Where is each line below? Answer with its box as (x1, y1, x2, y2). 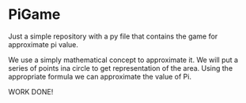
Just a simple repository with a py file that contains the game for (8, 31, 218, 41)
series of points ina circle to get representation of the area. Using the (8, 63, 233, 72)
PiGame (8, 6, 61, 24)
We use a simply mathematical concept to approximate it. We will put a (8, 55, 239, 64)
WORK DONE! (8, 86, 54, 96)
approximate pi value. (8, 39, 79, 49)
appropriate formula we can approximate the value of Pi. (8, 72, 192, 81)
